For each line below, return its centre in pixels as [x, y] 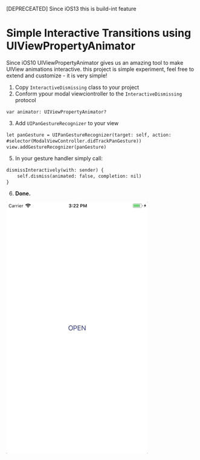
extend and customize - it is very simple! [57, 76]
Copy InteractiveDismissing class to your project [77, 87]
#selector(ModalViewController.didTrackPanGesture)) [74, 141]
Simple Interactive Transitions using [99, 33]
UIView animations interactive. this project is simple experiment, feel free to [100, 69]
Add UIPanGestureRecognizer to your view [67, 123]
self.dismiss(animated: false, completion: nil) [79, 176]
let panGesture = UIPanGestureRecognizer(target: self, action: [89, 135]
